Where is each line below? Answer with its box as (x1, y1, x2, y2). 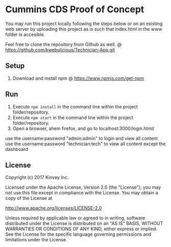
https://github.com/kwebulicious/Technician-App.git (5, 47, 115, 53)
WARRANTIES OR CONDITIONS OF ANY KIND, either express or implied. (5, 226, 157, 232)
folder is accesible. (5, 31, 45, 37)
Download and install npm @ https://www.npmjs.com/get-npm (12, 75, 144, 81)
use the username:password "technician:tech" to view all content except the (5, 141, 166, 147)
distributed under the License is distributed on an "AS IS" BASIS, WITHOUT (5, 220, 163, 227)
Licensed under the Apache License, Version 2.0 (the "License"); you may (5, 184, 161, 190)
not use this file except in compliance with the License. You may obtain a (5, 190, 158, 196)
